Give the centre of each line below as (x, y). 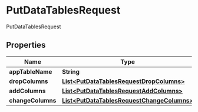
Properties (26, 45)
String (71, 71)
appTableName (31, 71)
